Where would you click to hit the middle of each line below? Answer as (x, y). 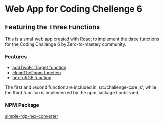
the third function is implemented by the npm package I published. (72, 93)
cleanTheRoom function (36, 73)
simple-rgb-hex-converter (32, 116)
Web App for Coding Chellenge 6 (74, 9)
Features (16, 56)
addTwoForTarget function (39, 68)
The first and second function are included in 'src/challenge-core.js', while (81, 87)
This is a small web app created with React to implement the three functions (82, 39)
